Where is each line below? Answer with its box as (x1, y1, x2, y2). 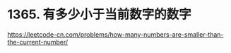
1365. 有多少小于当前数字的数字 (7, 6, 192, 23)
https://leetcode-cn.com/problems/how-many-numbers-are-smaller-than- (7, 30, 224, 39)
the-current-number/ (7, 37, 69, 46)
